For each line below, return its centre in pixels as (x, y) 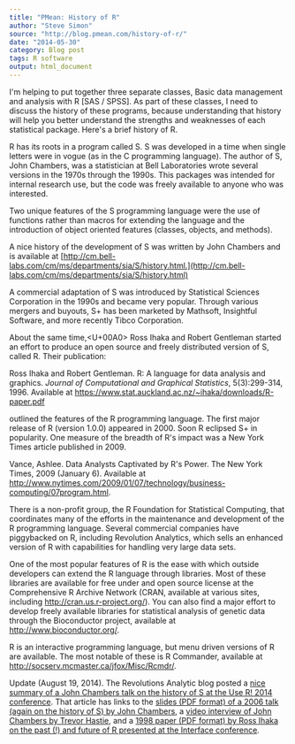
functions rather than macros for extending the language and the (127, 220)
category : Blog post (47, 50)
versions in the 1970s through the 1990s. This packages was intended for (142, 174)
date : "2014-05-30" (45, 42)
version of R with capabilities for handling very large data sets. (123, 547)
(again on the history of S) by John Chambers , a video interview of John (140, 711)
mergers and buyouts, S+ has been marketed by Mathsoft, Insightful (133, 311)
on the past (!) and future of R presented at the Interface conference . (135, 730)
